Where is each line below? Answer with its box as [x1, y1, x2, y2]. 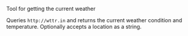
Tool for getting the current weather [6, 5, 96, 12]
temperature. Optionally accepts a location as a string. [6, 23, 142, 30]
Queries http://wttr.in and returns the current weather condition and [6, 17, 183, 23]
